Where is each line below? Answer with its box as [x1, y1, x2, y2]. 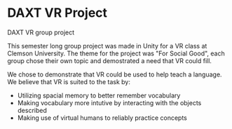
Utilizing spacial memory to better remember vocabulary [17, 91, 181, 100]
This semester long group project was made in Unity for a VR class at [7, 41, 207, 50]
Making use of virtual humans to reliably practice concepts [17, 114, 187, 122]
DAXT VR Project [7, 5, 107, 21]
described [17, 106, 48, 114]
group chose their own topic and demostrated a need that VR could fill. [7, 56, 212, 64]
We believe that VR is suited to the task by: [7, 77, 131, 86]
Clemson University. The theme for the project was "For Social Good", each [7, 49, 226, 57]
